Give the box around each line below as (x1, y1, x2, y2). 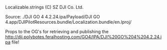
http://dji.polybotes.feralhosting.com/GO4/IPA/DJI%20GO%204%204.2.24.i (5, 34, 162, 40)
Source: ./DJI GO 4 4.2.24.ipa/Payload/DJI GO (5, 14, 100, 19)
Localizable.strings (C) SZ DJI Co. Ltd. (5, 4, 84, 10)
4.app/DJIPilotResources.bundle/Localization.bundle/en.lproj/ (5, 19, 132, 25)
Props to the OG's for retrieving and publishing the (5, 29, 109, 34)
